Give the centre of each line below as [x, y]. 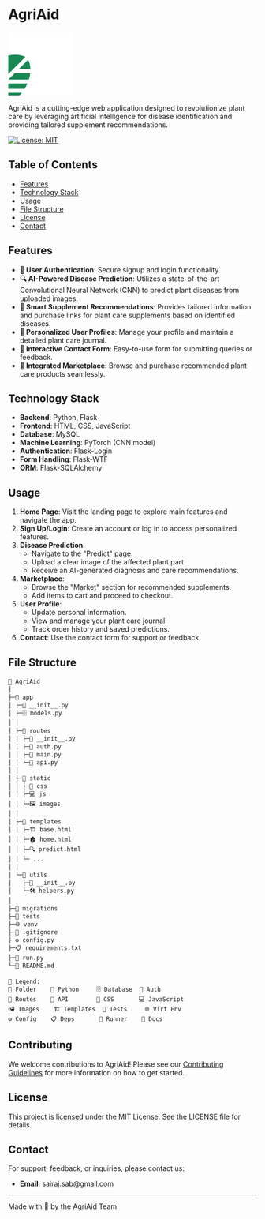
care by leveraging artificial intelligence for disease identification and [120, 116]
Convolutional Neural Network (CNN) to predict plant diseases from [129, 290]
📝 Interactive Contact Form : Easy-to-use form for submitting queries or [136, 348]
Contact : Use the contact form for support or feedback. [110, 638]
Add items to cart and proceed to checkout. [102, 596]
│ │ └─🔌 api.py [33, 763]
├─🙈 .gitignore [33, 932]
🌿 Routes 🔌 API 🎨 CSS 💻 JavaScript [96, 1000]
